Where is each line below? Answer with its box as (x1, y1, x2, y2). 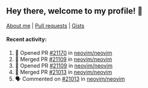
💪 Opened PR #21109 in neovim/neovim (14, 62, 113, 69)
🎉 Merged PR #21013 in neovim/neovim (14, 69, 113, 76)
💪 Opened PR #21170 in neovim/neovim (14, 49, 113, 57)
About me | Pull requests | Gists (6, 22, 85, 29)
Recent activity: (6, 36, 47, 43)
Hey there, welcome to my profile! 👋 (6, 6, 143, 16)
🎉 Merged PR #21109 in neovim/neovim (14, 55, 113, 63)
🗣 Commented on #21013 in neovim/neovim (14, 75, 125, 83)
